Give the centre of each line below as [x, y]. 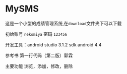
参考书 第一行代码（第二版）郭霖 [39, 55]
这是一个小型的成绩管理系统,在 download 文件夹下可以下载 [63, 23]
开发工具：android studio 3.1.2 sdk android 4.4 [53, 45]
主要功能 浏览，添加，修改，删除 [39, 66]
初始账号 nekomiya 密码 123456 [36, 34]
